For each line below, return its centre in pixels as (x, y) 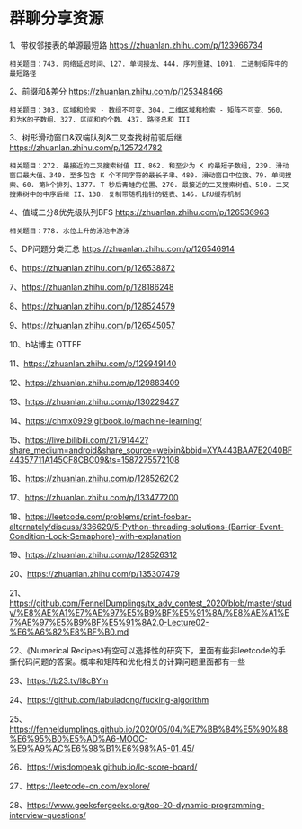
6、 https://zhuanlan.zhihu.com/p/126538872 (93, 267)
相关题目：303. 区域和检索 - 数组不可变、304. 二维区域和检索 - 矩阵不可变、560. (147, 110)
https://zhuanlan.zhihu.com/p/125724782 (86, 147)
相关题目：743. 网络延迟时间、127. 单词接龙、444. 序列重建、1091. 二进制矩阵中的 (149, 64)
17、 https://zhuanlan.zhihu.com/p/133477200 (94, 497)
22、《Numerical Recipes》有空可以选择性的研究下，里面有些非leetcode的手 (147, 650)
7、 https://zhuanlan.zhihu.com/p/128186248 (92, 287)
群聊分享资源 (57, 18)
